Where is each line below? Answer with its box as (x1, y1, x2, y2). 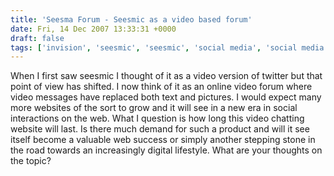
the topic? (10, 155, 52, 167)
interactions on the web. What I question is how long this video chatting (10, 112, 305, 125)
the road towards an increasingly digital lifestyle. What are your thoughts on (10, 144, 323, 156)
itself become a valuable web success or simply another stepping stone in (10, 134, 316, 146)
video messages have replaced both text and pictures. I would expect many (10, 91, 322, 103)
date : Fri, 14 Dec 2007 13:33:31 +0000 (10, 24, 177, 34)
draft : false (10, 33, 65, 43)
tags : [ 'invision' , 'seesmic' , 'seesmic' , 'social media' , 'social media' (10, 42, 329, 53)
